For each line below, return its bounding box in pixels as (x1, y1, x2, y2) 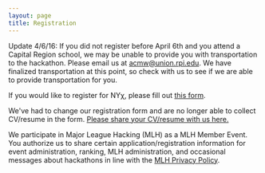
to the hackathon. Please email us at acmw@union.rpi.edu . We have (8, 57, 231, 68)
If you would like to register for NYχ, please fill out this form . (8, 90, 206, 100)
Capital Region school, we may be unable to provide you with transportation (8, 49, 258, 59)
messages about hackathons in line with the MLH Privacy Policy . (8, 155, 220, 164)
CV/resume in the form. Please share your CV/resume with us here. (8, 114, 229, 124)
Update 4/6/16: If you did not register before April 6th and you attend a (8, 41, 241, 50)
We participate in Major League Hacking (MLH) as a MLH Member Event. (8, 129, 248, 140)
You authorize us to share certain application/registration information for (8, 138, 246, 147)
